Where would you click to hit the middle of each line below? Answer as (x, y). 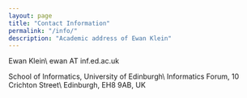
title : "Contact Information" (60, 23)
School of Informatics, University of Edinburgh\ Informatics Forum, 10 (124, 76)
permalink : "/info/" (43, 31)
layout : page (30, 16)
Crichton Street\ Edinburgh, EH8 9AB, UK (77, 85)
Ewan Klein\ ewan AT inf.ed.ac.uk (64, 61)
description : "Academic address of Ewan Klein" (90, 38)
